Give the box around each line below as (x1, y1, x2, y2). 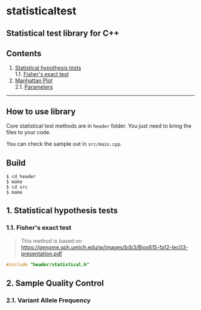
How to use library (6, 106, 76, 116)
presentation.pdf (20, 250, 62, 257)
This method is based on (20, 237, 83, 244)
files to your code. (6, 129, 51, 136)
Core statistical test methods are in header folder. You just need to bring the (6, 122, 192, 130)
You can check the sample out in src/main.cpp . (6, 140, 122, 148)
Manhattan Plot (14, 77, 53, 85)
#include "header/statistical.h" (6, 261, 90, 267)
